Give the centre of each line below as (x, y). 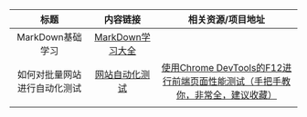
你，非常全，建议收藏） (226, 95)
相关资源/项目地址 (226, 19)
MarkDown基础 (49, 37)
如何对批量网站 (49, 74)
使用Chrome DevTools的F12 (222, 68)
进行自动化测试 (49, 88)
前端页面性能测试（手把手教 (231, 81)
